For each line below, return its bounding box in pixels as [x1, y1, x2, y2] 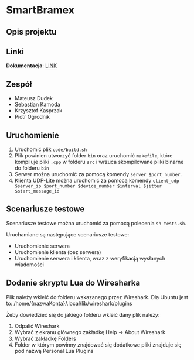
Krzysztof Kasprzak [14, 107, 63, 114]
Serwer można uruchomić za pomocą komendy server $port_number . [14, 171, 182, 178]
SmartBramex [6, 4, 75, 17]
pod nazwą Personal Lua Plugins [14, 347, 94, 354]
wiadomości [14, 261, 44, 268]
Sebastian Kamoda [14, 101, 60, 108]
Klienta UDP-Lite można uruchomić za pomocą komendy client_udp [14, 177, 179, 184]
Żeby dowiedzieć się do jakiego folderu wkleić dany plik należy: [6, 311, 160, 318]
